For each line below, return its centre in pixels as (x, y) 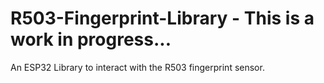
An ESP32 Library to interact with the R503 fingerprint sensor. (137, 67)
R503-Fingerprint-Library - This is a (162, 18)
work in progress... (91, 39)
